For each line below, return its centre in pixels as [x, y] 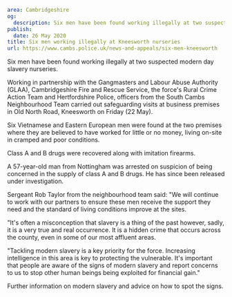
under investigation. [36, 181]
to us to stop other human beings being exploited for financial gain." [104, 273]
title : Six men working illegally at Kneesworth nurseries [94, 42]
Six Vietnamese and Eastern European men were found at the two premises [115, 125]
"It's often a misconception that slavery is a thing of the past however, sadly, [116, 223]
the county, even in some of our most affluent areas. [82, 238]
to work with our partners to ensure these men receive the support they [109, 202]
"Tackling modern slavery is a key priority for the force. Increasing [101, 251]
